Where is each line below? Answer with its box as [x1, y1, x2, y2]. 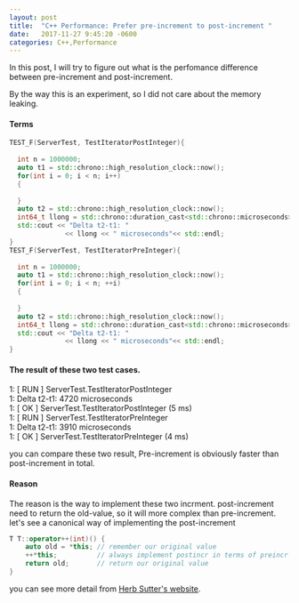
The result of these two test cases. [9, 364, 141, 374]
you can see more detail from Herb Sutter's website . [9, 583, 201, 594]
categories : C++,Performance [9, 37, 117, 47]
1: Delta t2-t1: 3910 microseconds [9, 422, 132, 432]
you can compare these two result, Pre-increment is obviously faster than [9, 448, 279, 459]
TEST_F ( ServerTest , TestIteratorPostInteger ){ [9, 139, 185, 148]
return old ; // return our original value [25, 559, 209, 568]
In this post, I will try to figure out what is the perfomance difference [9, 62, 258, 73]
